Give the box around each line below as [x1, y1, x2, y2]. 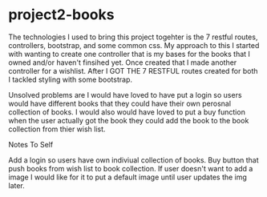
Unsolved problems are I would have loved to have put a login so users [8, 90, 242, 99]
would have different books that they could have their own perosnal [8, 98, 231, 108]
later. [8, 180, 26, 190]
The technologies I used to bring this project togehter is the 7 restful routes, [8, 32, 258, 42]
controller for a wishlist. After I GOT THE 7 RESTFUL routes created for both [8, 66, 258, 75]
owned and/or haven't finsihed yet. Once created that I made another [8, 58, 237, 67]
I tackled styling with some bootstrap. [8, 74, 133, 84]
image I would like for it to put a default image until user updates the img [8, 172, 247, 182]
